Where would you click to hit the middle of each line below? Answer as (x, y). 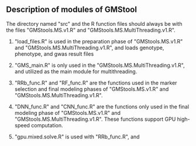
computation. (47, 125)
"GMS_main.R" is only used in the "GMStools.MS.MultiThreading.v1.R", (100, 65)
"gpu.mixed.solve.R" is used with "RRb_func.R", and (77, 137)
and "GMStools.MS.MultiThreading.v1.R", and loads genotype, (89, 47)
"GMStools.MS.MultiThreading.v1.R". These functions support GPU (95, 119)
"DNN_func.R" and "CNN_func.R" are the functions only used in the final (102, 106)
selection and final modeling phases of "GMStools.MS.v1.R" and (92, 89)
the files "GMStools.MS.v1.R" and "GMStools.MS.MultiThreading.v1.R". (91, 30)
